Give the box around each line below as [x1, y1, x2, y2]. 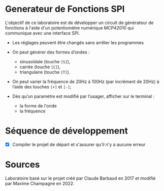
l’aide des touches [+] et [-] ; [12, 83, 71, 89]
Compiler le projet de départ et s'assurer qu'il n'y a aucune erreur [12, 141, 146, 147]
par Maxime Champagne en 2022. [5, 180, 75, 186]
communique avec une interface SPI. [5, 30, 80, 36]
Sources [5, 159, 40, 170]
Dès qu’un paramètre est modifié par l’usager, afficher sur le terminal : [12, 93, 155, 99]
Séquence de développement [5, 125, 128, 136]
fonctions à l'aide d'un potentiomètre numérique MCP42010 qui [5, 25, 134, 30]
